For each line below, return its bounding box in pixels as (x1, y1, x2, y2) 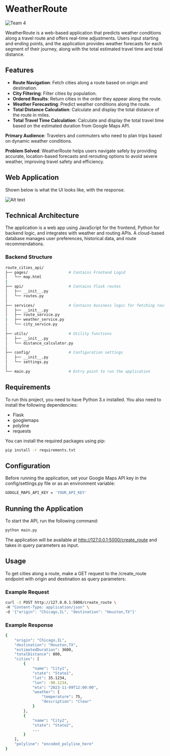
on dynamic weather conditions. (5, 138, 72, 144)
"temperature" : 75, (41, 694, 82, 700)
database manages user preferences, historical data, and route (5, 236, 137, 242)
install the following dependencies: (5, 402, 78, 408)
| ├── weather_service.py (5, 317, 65, 322)
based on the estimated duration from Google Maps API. (12, 122, 131, 128)
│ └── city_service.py (5, 322, 58, 327)
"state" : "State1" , (32, 671, 73, 676)
